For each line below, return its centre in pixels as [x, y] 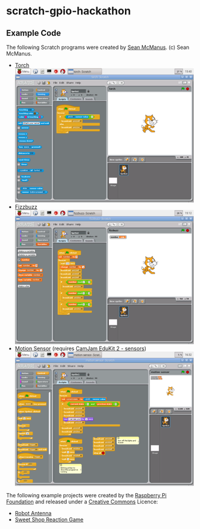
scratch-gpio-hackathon [68, 11]
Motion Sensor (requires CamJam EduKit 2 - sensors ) [81, 349]
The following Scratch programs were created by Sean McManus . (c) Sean [98, 47]
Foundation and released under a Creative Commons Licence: [82, 502]
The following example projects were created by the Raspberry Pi [86, 496]
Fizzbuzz [26, 207]
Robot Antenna [33, 513]
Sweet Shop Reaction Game [49, 519]
